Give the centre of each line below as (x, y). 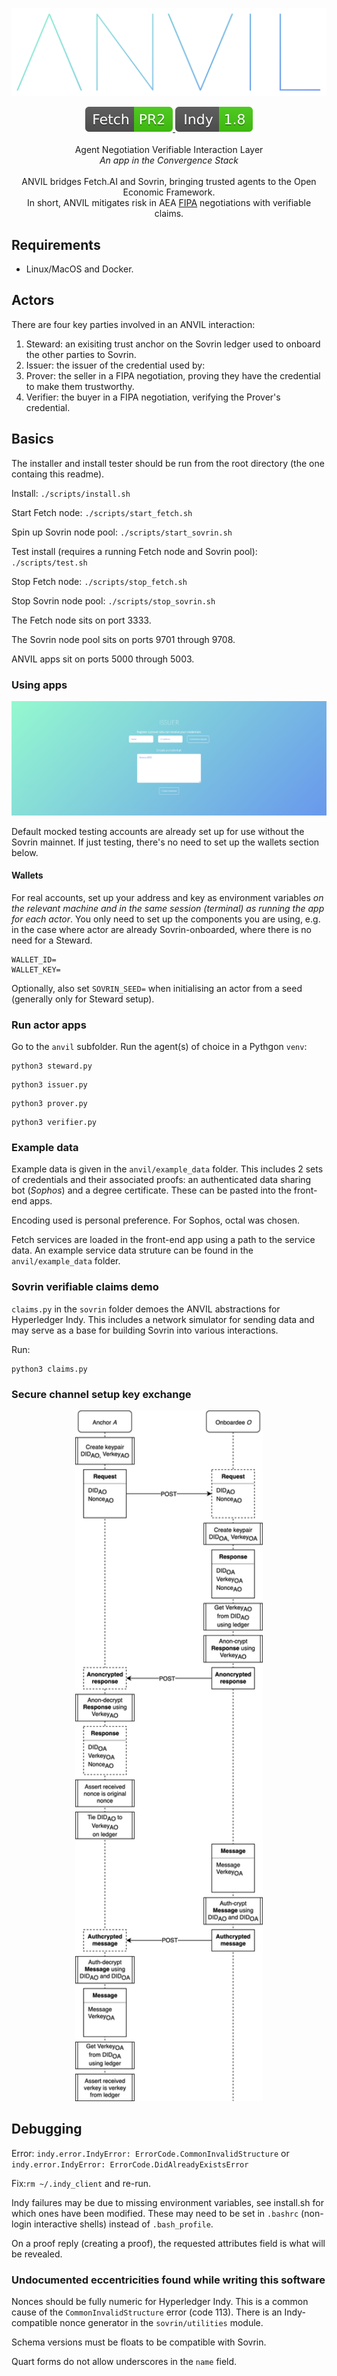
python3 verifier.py (54, 1123)
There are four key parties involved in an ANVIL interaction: (133, 324)
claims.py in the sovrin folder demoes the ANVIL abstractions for (146, 1309)
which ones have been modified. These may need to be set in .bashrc (155, 2213)
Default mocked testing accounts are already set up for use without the (158, 831)
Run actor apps (49, 1025)
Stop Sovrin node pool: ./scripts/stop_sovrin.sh (113, 600)
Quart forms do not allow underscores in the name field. (124, 2362)
